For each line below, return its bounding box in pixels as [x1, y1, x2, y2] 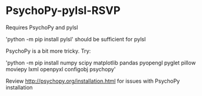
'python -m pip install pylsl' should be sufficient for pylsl [5, 35, 146, 43]
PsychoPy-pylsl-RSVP [5, 4, 121, 18]
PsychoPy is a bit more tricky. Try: [5, 47, 92, 55]
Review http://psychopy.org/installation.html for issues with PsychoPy [5, 77, 180, 84]
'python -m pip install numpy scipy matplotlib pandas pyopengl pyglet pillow [5, 59, 196, 66]
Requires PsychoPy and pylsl [5, 24, 78, 31]
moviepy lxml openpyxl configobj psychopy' [5, 65, 116, 73]
